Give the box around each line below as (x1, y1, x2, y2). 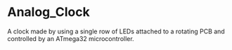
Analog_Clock (7, 4, 90, 20)
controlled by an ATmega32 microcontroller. (7, 34, 135, 42)
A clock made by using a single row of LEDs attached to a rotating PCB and (7, 27, 225, 35)
